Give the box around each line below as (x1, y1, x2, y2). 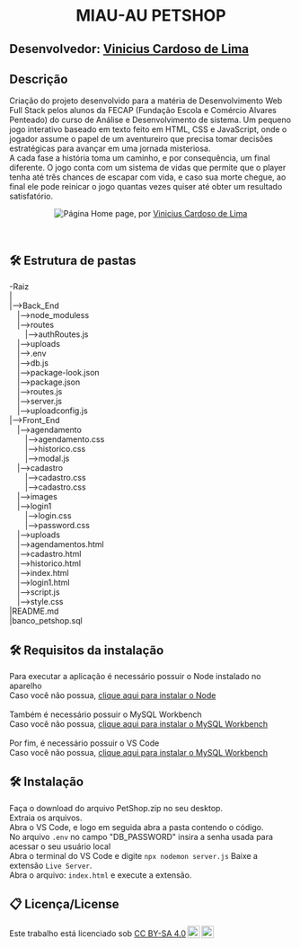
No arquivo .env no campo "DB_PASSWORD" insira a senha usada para (9, 831, 274, 842)
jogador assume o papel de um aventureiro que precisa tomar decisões (9, 134, 274, 145)
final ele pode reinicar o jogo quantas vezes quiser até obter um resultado (9, 181, 283, 192)
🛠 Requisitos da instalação (9, 642, 164, 658)
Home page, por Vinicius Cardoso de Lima (91, 208, 248, 219)
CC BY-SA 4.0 (134, 927, 187, 939)
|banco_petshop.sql (9, 615, 83, 626)
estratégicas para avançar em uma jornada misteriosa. (9, 143, 211, 154)
